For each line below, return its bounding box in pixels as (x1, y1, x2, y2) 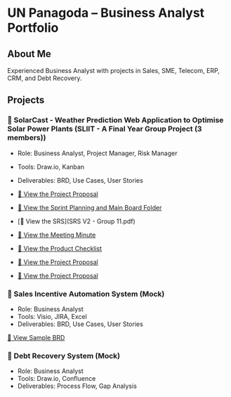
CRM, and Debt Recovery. (7, 74, 82, 82)
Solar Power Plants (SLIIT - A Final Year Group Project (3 (7, 124, 202, 134)
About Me (7, 48, 51, 60)
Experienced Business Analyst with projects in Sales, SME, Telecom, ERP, (7, 67, 220, 74)
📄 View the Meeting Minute (17, 230, 96, 239)
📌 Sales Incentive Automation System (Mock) (7, 289, 165, 299)
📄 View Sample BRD (7, 333, 65, 341)
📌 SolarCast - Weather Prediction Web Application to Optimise (7, 115, 224, 125)
